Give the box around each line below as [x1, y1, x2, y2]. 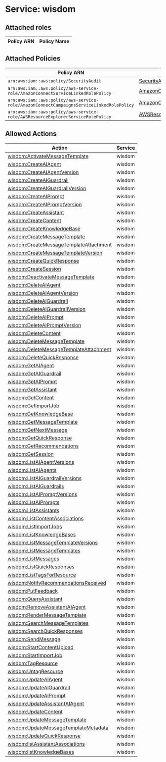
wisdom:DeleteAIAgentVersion [7, 289, 79, 296]
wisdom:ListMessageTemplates [7, 547, 81, 554]
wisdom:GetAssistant [7, 386, 57, 393]
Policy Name [39, 38, 70, 45]
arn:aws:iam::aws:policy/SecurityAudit [7, 78, 101, 84]
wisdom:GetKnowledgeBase [7, 410, 73, 417]
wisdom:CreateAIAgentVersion [7, 168, 79, 175]
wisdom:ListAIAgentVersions [7, 458, 75, 465]
